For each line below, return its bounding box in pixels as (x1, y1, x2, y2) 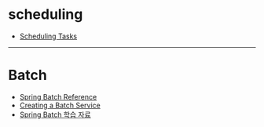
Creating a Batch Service (19, 100, 101, 110)
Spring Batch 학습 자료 (19, 110, 92, 119)
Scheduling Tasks (19, 31, 77, 41)
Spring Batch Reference (19, 92, 97, 101)
